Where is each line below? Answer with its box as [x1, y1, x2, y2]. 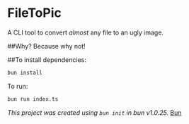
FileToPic [7, 5, 62, 21]
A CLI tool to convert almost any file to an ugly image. [7, 28, 164, 37]
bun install [7, 69, 42, 76]
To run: [7, 82, 28, 90]
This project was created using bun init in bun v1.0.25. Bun [7, 108, 182, 117]
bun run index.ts [7, 95, 59, 103]
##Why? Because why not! [7, 42, 86, 50]
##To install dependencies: [7, 55, 87, 64]
